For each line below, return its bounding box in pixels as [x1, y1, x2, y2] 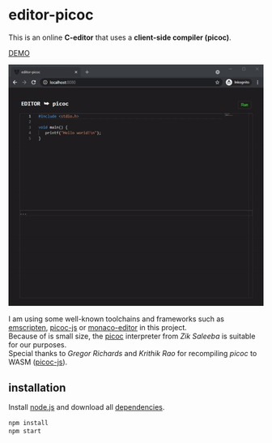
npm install [8, 419, 49, 428]
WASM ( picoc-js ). [8, 357, 68, 367]
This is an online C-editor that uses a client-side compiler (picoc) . [8, 32, 232, 42]
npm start [8, 428, 42, 436]
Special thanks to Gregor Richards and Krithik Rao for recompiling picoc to [8, 349, 257, 359]
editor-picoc [8, 6, 94, 24]
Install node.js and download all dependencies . [8, 402, 165, 412]
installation [8, 381, 66, 394]
